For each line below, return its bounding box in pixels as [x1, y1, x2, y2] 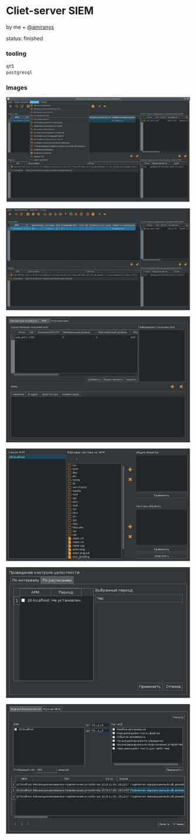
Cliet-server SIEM [6, 4, 94, 18]
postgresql [6, 70, 33, 76]
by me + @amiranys [6, 23, 54, 30]
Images [6, 83, 28, 91]
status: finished [6, 35, 43, 42]
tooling [6, 49, 27, 57]
